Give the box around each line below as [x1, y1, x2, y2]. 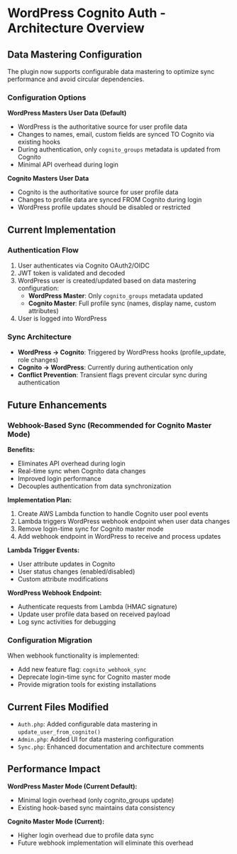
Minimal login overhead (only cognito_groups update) [17, 796, 175, 804]
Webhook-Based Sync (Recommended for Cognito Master [7, 420, 212, 430]
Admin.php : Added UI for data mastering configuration [17, 735, 174, 744]
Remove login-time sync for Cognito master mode [17, 524, 164, 533]
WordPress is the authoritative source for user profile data [17, 122, 188, 131]
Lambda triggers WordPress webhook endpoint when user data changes [17, 517, 231, 525]
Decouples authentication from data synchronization [17, 482, 172, 490]
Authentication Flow [7, 245, 79, 255]
